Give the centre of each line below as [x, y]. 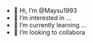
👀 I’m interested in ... [42, 18]
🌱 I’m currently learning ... [50, 25]
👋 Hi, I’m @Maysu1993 [45, 11]
